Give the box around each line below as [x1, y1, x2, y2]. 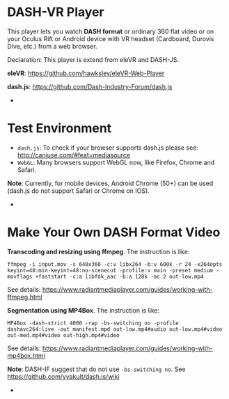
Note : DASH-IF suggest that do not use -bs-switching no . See [7, 365, 186, 373]
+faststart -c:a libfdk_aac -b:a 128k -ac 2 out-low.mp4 [35, 273, 204, 280]
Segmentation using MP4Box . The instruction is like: [7, 306, 160, 314]
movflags [7, 273, 33, 280]
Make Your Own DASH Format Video [7, 224, 221, 240]
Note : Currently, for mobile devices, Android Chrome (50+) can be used [7, 179, 214, 187]
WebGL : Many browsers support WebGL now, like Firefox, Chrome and [17, 158, 215, 166]
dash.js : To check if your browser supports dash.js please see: [17, 143, 198, 152]
